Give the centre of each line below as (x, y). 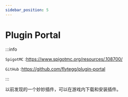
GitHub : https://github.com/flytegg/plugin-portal (55, 69)
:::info (11, 49)
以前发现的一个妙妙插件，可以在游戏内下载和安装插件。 (63, 89)
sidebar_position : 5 (27, 10)
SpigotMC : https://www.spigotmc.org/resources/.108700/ (64, 59)
